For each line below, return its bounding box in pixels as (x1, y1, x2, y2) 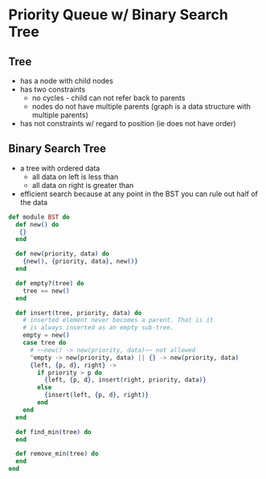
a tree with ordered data (19, 163, 100, 173)
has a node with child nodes (19, 76, 114, 85)
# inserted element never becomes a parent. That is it (23, 316, 215, 325)
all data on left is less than (31, 171, 119, 182)
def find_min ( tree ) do (15, 428, 92, 436)
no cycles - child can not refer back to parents (31, 93, 186, 102)
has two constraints (19, 84, 86, 94)
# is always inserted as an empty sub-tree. (23, 324, 174, 332)
